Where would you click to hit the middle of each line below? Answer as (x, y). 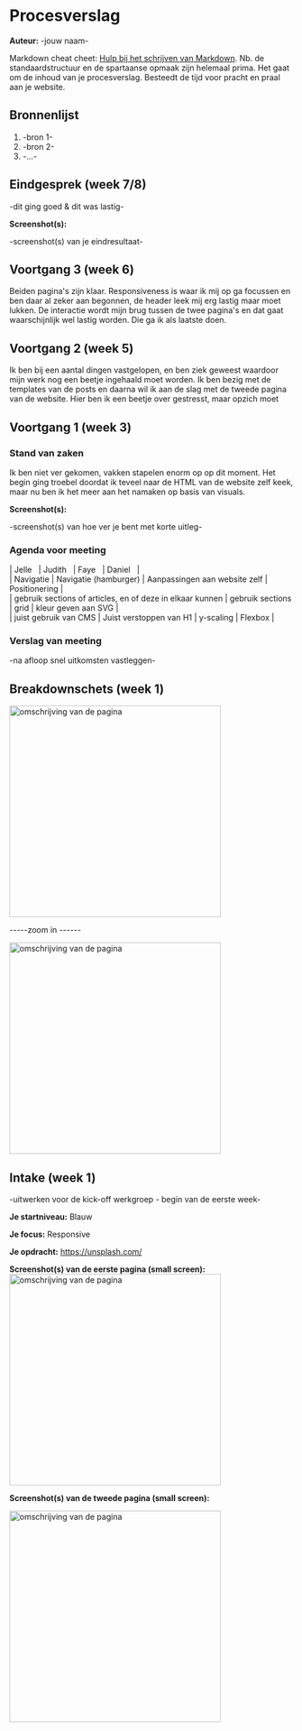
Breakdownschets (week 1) (87, 689)
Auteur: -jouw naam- (49, 41)
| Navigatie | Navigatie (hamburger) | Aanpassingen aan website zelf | (139, 579)
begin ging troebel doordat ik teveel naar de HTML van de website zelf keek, (151, 482)
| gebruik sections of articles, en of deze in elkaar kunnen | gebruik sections (151, 598)
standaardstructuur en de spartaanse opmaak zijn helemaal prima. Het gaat (150, 68)
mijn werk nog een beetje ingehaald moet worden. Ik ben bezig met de (140, 380)
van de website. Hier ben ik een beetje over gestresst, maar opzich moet (144, 399)
